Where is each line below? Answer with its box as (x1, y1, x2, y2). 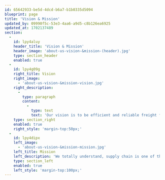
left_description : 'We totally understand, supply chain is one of (13, 154, 155, 159)
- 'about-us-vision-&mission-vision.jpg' (17, 80, 104, 85)
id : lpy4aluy (13, 39, 40, 44)
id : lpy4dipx (13, 136, 40, 141)
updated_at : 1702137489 (4, 26, 54, 31)
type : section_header (13, 53, 58, 58)
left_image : (13, 140, 38, 145)
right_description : (13, 85, 54, 90)
